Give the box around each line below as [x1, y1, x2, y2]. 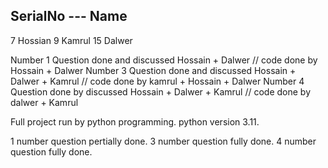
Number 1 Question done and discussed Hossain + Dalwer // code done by [10, 54, 318, 66]
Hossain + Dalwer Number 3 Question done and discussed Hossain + [10, 64, 297, 76]
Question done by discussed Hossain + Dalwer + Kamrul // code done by [10, 85, 312, 98]
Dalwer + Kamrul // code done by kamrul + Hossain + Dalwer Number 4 [10, 75, 305, 87]
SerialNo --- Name [10, 8, 128, 25]
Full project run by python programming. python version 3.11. [10, 115, 260, 128]
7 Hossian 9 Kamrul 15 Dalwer [10, 34, 133, 46]
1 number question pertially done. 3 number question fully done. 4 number [10, 135, 317, 147]
